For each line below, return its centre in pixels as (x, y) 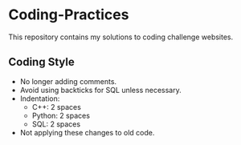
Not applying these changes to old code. (87, 132)
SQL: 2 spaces (56, 124)
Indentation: (40, 99)
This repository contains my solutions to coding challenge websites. (121, 37)
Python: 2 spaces (61, 115)
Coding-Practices (69, 15)
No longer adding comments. (68, 81)
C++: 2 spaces (57, 107)
